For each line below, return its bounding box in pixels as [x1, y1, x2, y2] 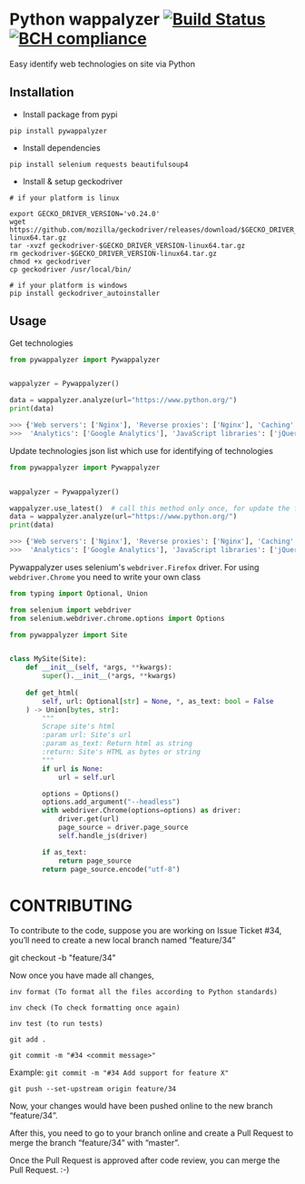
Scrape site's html [42, 722, 116, 731]
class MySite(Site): [9, 655, 88, 664]
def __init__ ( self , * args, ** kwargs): [25, 663, 172, 672]
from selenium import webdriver [9, 605, 132, 615]
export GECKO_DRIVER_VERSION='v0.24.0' [9, 209, 161, 218]
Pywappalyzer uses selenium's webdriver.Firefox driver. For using [9, 561, 260, 572]
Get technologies [9, 337, 74, 349]
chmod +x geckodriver [9, 257, 92, 266]
